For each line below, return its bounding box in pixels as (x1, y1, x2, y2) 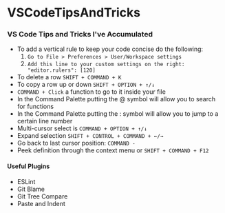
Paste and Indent (17, 199, 65, 207)
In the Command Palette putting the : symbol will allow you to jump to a (17, 110, 219, 118)
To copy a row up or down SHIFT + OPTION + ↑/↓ (17, 81, 155, 89)
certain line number (17, 117, 73, 125)
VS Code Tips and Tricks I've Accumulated (7, 30, 153, 39)
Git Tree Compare (17, 192, 68, 201)
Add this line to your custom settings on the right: (27, 61, 185, 68)
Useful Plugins (7, 162, 50, 170)
